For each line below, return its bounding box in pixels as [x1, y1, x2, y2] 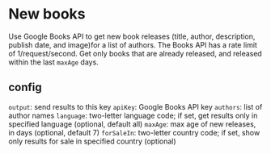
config [8, 81, 42, 94]
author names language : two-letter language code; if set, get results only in [8, 110, 258, 120]
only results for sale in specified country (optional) [8, 136, 176, 146]
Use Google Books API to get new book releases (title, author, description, [8, 31, 256, 41]
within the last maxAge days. [8, 57, 99, 67]
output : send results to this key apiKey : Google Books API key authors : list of [8, 102, 263, 111]
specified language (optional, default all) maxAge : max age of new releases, [8, 119, 256, 129]
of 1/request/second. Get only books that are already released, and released [8, 48, 263, 58]
